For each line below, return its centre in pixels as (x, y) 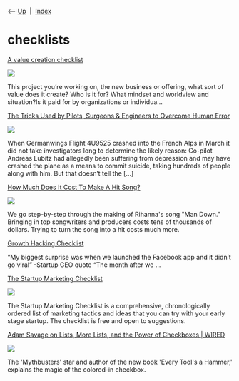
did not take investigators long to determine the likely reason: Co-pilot (110, 151)
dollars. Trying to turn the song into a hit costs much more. (93, 229)
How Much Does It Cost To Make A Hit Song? (74, 187)
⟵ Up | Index (30, 11)
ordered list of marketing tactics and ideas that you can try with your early (116, 313)
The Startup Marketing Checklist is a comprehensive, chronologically (109, 305)
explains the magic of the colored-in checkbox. (77, 369)
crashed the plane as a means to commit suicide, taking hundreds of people (119, 166)
